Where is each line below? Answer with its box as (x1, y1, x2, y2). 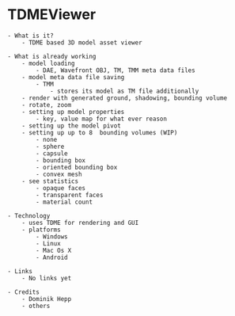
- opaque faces (36, 184, 86, 192)
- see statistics (21, 177, 79, 185)
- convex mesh (36, 170, 82, 178)
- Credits (7, 287, 40, 296)
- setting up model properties (21, 108, 125, 116)
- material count (36, 198, 93, 206)
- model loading (21, 59, 76, 67)
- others (21, 302, 51, 310)
